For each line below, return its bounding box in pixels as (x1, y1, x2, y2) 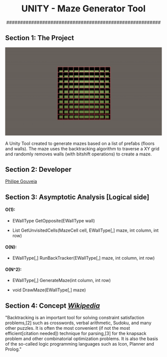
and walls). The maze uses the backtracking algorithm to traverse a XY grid (5, 145, 160, 151)
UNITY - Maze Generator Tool (21, 3, 146, 14)
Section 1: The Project (5, 34, 75, 42)
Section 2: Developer (5, 165, 72, 174)
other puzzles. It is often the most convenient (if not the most (5, 325, 130, 331)
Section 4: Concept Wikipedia (5, 301, 100, 310)
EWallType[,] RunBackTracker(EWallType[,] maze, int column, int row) (12, 255, 155, 261)
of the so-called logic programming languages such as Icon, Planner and (5, 341, 154, 347)
